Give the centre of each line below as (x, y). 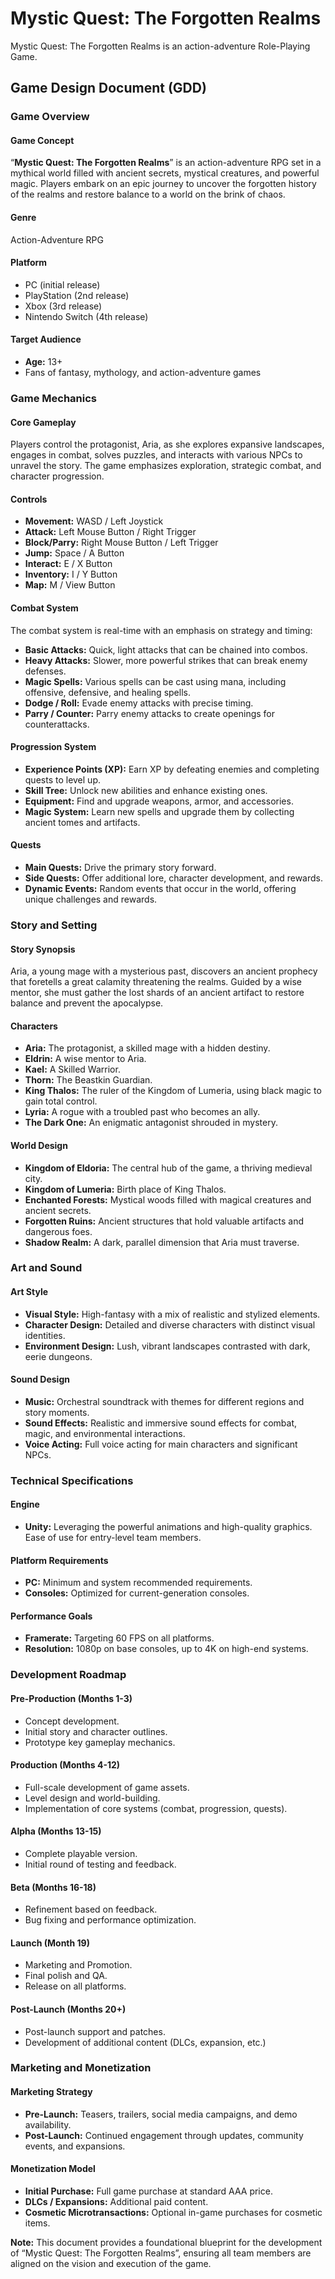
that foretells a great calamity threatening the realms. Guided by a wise (156, 982)
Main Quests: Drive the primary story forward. (120, 867)
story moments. (57, 1412)
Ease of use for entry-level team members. (113, 1537)
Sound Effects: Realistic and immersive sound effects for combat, (161, 1423)
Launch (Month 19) (50, 1943)
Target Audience (46, 339)
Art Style (29, 1292)
